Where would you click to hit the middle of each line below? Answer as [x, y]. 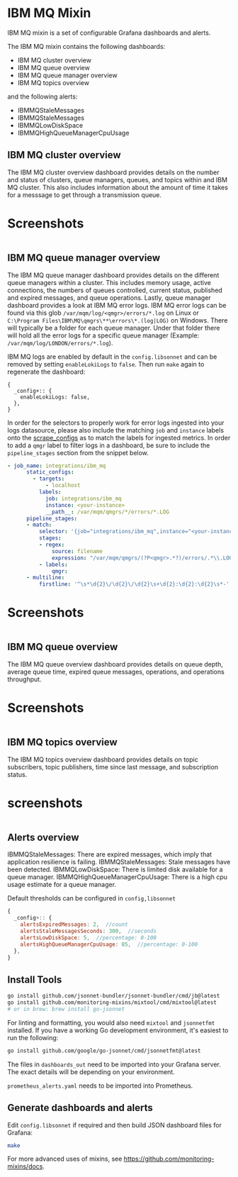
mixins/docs [25, 1166]
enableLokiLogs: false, [55, 397]
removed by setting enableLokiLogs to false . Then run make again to [106, 364]
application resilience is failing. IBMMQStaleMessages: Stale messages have [119, 862]
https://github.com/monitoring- [169, 1159]
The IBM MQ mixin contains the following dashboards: [86, 46]
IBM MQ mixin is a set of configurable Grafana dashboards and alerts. [109, 33]
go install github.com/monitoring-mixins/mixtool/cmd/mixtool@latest [112, 1003]
